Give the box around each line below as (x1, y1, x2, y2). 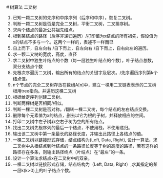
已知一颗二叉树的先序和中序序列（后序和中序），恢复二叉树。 (12, 15, 135, 21)
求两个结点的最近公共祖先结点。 (12, 27, 77, 33)
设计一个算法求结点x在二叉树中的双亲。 (12, 156, 92, 161)
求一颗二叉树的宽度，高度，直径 (12, 51, 77, 57)
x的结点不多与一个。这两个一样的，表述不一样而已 (12, 39, 114, 45)
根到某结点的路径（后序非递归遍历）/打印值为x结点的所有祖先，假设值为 (12, 33, 158, 39)
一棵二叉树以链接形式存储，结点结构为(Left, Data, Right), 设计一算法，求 (12, 137, 158, 143)
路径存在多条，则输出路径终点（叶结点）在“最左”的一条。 (12, 149, 128, 155)
